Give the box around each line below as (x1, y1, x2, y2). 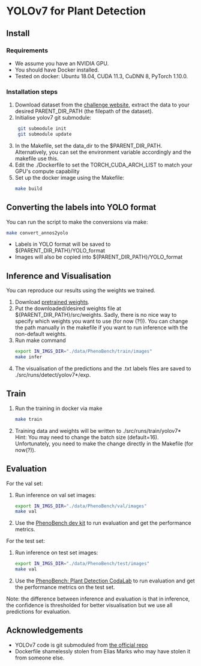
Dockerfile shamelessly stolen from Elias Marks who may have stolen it (14, 647, 191, 655)
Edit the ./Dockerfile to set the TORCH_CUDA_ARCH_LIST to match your (14, 161, 193, 168)
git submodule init (17, 126, 67, 132)
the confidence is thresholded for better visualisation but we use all (6, 602, 173, 609)
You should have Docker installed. (14, 66, 100, 73)
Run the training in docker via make (14, 405, 103, 412)
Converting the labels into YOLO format (6, 203, 157, 213)
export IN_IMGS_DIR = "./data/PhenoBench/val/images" (14, 503, 147, 509)
